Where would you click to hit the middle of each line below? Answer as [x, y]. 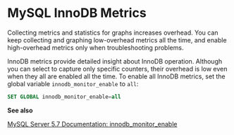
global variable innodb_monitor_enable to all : [73, 83]
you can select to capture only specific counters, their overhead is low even [117, 69]
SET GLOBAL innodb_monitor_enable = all [64, 97]
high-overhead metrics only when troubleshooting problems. [96, 47]
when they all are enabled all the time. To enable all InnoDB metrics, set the [116, 76]
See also [20, 110]
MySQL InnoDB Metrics [77, 13]
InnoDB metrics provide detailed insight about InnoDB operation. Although [115, 61]
